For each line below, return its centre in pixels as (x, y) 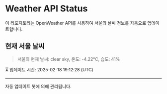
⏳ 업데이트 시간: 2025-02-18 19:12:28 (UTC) (49, 69)
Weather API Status (46, 9)
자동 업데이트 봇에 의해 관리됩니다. (38, 86)
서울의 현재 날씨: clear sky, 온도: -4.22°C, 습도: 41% (69, 59)
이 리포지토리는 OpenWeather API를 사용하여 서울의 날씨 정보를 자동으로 (76, 23)
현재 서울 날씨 (25, 46)
